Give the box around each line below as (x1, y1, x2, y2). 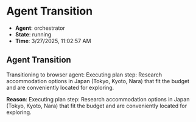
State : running (15, 30, 52, 38)
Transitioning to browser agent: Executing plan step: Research (6, 71, 163, 78)
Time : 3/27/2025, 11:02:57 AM (15, 37, 91, 44)
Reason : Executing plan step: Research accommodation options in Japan (6, 95, 190, 103)
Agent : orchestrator (15, 24, 66, 32)
